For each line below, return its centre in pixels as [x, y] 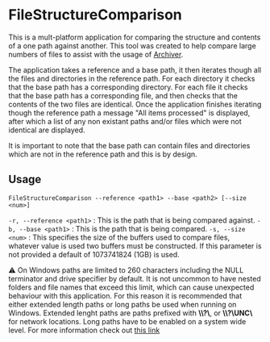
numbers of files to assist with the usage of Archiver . [96, 54]
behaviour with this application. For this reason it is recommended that [125, 295]
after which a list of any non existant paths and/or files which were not [125, 121]
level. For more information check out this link [84, 330]
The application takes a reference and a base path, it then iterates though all [135, 69]
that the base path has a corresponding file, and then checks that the [123, 95]
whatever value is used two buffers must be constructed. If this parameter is [135, 246]
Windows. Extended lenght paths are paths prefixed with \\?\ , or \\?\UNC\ [131, 313]
